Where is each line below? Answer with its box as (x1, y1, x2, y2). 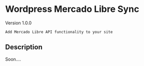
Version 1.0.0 (5, 20, 32, 26)
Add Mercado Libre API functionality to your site (5, 29, 113, 34)
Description (5, 43, 42, 52)
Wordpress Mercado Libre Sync (5, 3, 139, 15)
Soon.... (5, 56, 21, 62)
